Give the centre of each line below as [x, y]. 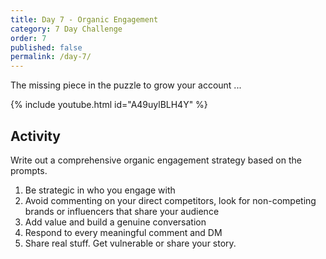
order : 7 [28, 38]
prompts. [29, 170]
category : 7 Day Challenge [66, 29]
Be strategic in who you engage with [100, 190]
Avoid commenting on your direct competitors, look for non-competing [170, 200]
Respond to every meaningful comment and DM [123, 232]
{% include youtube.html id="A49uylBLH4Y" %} [109, 105]
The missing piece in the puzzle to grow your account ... [126, 85]
